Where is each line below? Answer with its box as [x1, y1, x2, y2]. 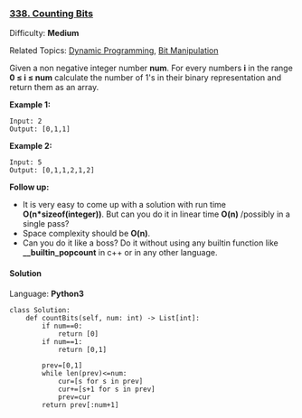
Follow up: [9, 181, 50, 192]
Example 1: [9, 99, 52, 110]
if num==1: [42, 337, 83, 346]
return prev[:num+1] [42, 400, 119, 409]
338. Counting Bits [9, 7, 93, 20]
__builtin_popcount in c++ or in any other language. [22, 247, 218, 258]
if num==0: [42, 321, 83, 330]
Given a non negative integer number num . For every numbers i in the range [9, 62, 294, 74]
